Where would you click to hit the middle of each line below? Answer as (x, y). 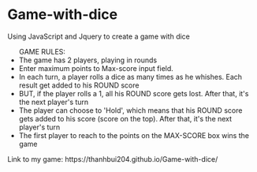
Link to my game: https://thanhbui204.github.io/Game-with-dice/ (113, 159)
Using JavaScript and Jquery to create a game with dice (99, 36)
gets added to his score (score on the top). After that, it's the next (125, 118)
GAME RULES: (42, 51)
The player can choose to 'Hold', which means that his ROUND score (130, 110)
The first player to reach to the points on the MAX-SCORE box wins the (134, 135)
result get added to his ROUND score (79, 85)
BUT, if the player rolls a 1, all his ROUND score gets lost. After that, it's (134, 93)
